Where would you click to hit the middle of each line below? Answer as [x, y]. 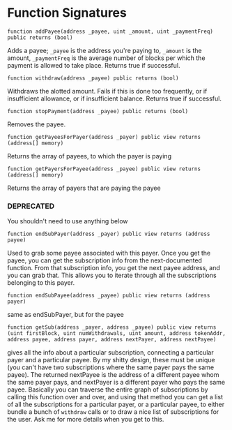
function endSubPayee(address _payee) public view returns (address [109, 296]
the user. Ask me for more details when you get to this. [86, 420]
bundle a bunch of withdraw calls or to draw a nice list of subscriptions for [113, 412]
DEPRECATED [31, 206]
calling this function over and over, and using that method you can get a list [115, 397]
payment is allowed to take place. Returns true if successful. [94, 65]
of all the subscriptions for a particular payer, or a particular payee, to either [116, 405]
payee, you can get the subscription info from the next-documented [105, 260]
